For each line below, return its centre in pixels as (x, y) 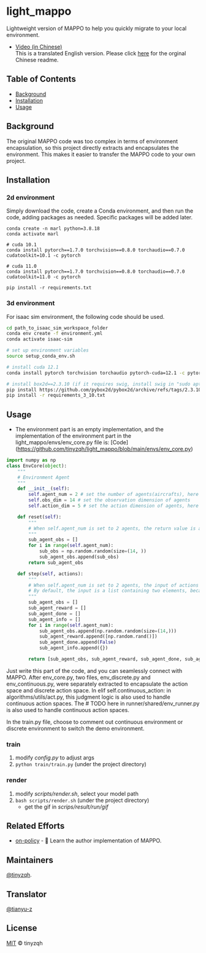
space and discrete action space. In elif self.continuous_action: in (89, 690)
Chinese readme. (37, 60)
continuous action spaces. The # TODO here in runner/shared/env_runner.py (103, 703)
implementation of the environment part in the (73, 436)
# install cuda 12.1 (33, 367)
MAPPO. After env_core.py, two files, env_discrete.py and (79, 677)
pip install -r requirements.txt (49, 288)
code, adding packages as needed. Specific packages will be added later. (100, 218)
